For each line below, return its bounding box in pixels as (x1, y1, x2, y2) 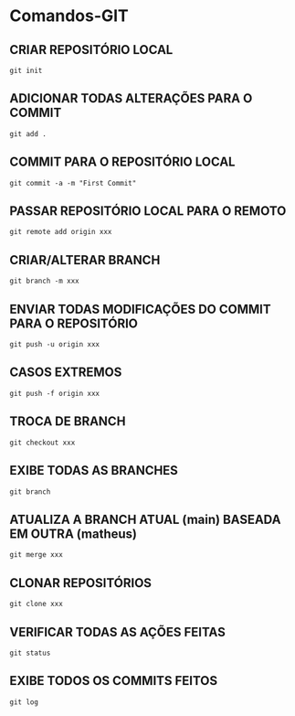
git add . (9, 129, 47, 138)
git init (9, 66, 43, 75)
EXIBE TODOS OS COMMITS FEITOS (9, 673, 217, 689)
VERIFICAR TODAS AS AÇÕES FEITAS (9, 624, 226, 640)
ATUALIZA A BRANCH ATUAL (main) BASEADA (9, 511, 281, 527)
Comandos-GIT (9, 5, 130, 27)
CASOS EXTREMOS (9, 365, 122, 380)
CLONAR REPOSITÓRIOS (9, 575, 153, 591)
